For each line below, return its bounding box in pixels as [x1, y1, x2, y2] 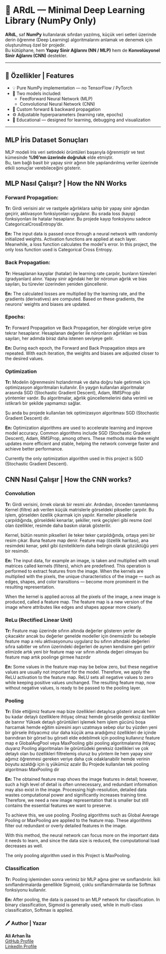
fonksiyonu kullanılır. [5, 886, 47, 893]
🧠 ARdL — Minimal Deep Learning [5, 4, 145, 16]
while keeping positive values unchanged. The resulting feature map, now [5, 680, 156, 686]
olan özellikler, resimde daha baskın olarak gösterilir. [5, 522, 112, 528]
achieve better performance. [5, 446, 63, 452]
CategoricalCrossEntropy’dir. [5, 221, 64, 227]
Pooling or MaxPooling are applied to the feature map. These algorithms [5, 817, 152, 823]
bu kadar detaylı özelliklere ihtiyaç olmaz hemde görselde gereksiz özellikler [5, 714, 160, 720]
